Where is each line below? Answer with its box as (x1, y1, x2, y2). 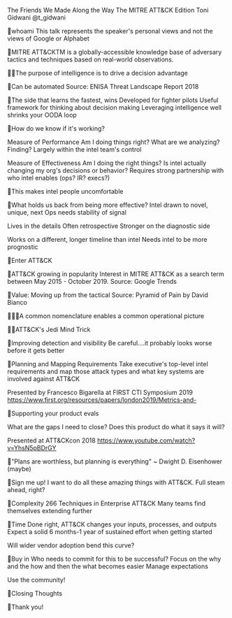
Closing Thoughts (11, 589, 63, 597)
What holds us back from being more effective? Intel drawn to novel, (11, 201, 208, 209)
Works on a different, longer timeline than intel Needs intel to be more (7, 236, 208, 243)
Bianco (7, 299, 28, 306)
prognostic (7, 243, 38, 251)
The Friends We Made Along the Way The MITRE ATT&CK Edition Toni (7, 6, 209, 14)
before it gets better (7, 346, 65, 354)
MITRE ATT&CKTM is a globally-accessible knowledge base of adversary (11, 48, 222, 56)
